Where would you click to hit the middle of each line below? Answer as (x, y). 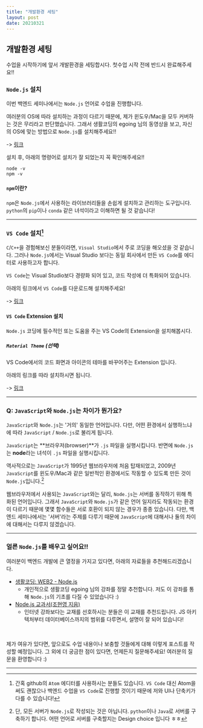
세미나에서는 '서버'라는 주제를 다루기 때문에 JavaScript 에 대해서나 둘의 (101, 517)
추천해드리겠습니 (172, 561)
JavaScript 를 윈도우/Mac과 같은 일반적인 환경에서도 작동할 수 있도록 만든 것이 (99, 473)
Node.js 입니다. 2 (25, 480)
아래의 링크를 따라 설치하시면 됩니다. (49, 375)
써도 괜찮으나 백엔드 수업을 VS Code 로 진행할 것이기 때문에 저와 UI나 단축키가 (105, 691)
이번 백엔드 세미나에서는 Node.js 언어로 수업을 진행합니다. (75, 104)
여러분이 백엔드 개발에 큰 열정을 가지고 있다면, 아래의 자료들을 (79, 561)
